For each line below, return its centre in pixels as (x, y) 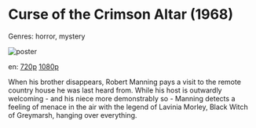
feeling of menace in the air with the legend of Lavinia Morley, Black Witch (128, 107)
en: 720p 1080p (33, 66)
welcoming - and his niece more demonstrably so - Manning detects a (122, 98)
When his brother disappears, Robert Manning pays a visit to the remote (125, 82)
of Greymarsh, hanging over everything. (73, 115)
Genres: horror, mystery (47, 36)
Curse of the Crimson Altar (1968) (121, 15)
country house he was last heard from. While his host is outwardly (115, 90)
